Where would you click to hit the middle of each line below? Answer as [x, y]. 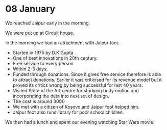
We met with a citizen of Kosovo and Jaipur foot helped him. [76, 107]
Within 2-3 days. [30, 69]
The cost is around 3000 [39, 101]
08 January [30, 9]
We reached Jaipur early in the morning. [48, 23]
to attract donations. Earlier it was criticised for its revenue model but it [87, 80]
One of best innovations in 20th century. [55, 58]
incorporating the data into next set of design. [61, 96]
